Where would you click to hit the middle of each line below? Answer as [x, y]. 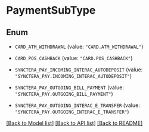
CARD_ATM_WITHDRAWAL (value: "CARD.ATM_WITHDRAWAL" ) [79, 46]
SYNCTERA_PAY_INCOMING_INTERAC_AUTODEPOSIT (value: [79, 70]
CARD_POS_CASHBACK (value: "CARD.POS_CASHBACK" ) [74, 58]
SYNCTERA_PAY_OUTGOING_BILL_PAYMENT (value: [69, 87]
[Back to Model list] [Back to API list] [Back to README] [74, 123]
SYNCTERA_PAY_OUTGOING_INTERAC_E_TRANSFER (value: [77, 105]
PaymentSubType [51, 10]
